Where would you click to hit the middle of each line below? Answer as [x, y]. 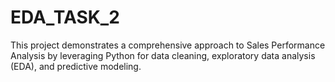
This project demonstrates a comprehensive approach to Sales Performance [168, 45]
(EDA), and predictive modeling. [76, 66]
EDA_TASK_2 [65, 17]
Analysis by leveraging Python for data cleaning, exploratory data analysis [163, 55]
